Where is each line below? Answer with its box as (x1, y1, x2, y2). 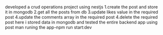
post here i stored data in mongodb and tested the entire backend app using (5, 19, 158, 25)
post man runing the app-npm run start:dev (5, 24, 92, 30)
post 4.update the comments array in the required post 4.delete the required (5, 14, 158, 20)
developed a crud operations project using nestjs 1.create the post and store (5, 4, 158, 10)
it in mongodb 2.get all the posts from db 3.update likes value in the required (5, 9, 158, 15)
